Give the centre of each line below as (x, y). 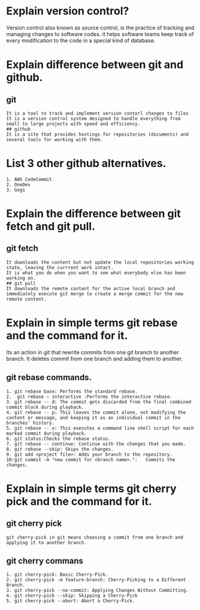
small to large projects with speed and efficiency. (73, 124)
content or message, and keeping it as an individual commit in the (93, 418)
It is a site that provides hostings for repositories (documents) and (97, 134)
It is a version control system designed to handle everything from (93, 118)
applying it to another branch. (46, 542)
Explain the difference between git (94, 214)
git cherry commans (45, 561)
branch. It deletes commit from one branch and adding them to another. (95, 358)
